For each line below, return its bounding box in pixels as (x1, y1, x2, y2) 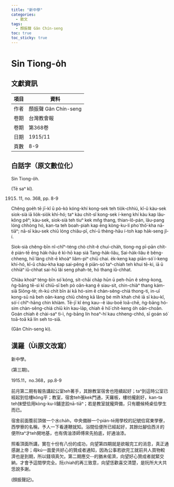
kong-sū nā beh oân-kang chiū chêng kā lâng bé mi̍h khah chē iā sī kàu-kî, (11, 294, 165, 300)
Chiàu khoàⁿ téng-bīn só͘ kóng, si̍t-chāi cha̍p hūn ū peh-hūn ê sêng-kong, (11, 277, 162, 283)
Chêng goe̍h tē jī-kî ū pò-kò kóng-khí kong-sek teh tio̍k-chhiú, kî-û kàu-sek (11, 205, 166, 211)
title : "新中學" (11, 7, 43, 13)
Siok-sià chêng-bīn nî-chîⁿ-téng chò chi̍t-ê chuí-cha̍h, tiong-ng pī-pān (11, 243, 156, 250)
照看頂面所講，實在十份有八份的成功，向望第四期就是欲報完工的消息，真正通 (11, 440, 169, 447)
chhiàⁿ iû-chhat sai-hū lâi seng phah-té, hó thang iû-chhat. (11, 267, 132, 273)
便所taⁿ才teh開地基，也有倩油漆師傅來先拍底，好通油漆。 (11, 430, 129, 436)
